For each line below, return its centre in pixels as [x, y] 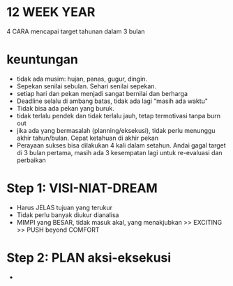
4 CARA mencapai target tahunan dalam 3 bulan [76, 31]
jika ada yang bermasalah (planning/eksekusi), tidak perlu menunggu [116, 130]
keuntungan [42, 59]
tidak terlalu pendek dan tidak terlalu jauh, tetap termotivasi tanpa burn [119, 116]
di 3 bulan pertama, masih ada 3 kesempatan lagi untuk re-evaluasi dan [119, 152]
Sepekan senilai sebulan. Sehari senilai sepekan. [87, 86]
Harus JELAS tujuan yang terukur [65, 207]
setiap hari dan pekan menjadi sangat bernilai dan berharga [102, 93]
